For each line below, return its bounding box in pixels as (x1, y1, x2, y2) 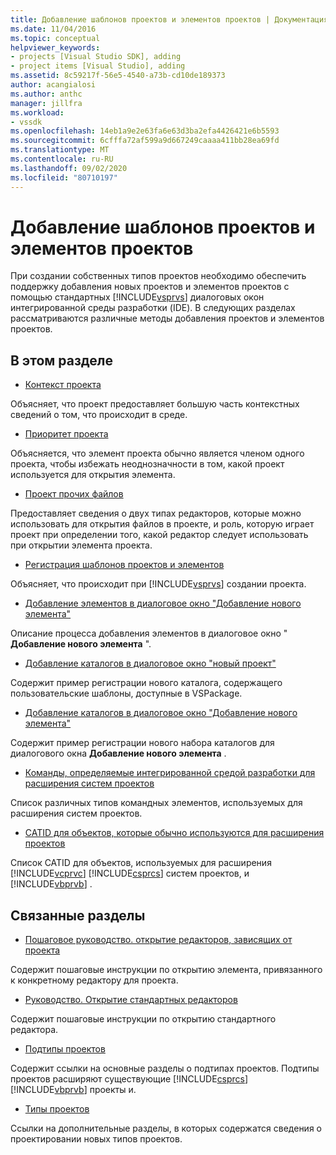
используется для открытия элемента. (10, 469, 176, 481)
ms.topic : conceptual (10, 33, 101, 43)
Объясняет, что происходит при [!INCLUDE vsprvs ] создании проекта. (10, 578, 307, 590)
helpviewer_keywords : (10, 42, 101, 53)
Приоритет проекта (24, 428, 109, 440)
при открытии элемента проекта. (10, 539, 153, 551)
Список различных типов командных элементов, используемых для (10, 797, 303, 809)
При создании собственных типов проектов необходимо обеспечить (10, 270, 307, 282)
